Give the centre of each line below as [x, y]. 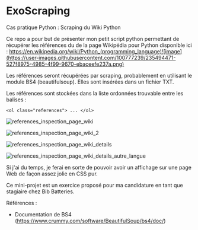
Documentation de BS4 [43, 214]
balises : [16, 100]
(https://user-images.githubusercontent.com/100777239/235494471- [91, 57]
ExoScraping [38, 11]
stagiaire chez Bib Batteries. [40, 191]
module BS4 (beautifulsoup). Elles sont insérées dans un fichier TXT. [90, 82]
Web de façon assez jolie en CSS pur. [52, 174]
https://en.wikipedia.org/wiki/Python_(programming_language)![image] [95, 51]
